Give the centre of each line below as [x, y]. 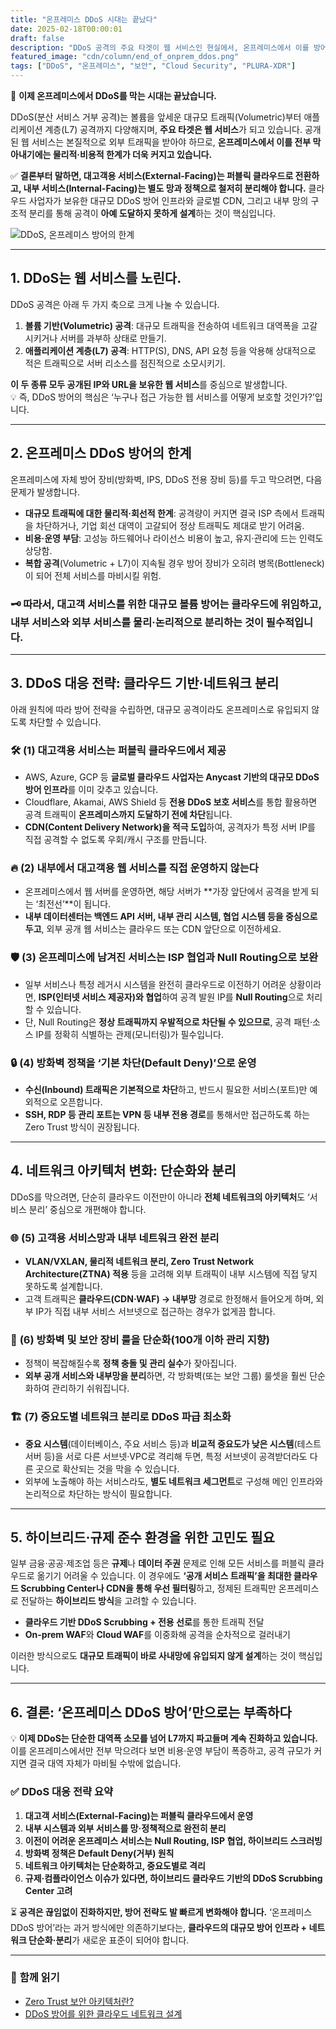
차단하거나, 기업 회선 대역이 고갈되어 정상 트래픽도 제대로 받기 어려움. [170, 525]
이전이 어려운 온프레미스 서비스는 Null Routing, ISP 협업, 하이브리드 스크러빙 [173, 1840]
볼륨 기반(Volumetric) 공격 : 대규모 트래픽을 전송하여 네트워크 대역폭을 [162, 325]
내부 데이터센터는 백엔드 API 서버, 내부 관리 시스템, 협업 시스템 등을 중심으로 [171, 917]
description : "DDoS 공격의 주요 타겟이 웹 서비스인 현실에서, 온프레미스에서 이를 [160, 47]
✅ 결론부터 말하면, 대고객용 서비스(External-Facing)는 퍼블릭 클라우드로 [152, 175]
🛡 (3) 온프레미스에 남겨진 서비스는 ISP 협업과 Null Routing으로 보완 [164, 958]
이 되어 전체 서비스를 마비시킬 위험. [93, 575]
